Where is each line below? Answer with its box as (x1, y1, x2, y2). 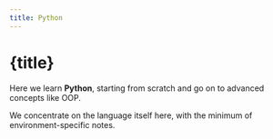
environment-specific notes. (9, 119, 116, 130)
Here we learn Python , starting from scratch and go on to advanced (9, 83, 265, 94)
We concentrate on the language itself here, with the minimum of (9, 110, 253, 121)
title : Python (9, 13, 64, 23)
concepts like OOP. (9, 92, 82, 103)
